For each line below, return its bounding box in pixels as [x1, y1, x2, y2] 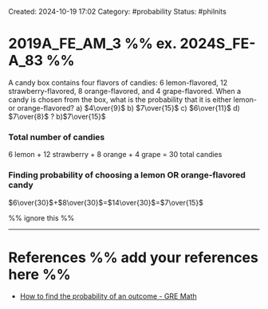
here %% [8, 265, 72, 284]
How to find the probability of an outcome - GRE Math [19, 291, 197, 301]
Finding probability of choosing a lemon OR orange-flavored [8, 170, 246, 181]
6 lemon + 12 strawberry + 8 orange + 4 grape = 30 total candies [8, 150, 223, 159]
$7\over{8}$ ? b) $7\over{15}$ [8, 111, 106, 121]
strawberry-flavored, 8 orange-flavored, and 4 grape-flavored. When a [8, 86, 242, 96]
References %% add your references [8, 248, 259, 266]
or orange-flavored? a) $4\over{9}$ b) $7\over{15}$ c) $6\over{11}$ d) [8, 103, 241, 112]
